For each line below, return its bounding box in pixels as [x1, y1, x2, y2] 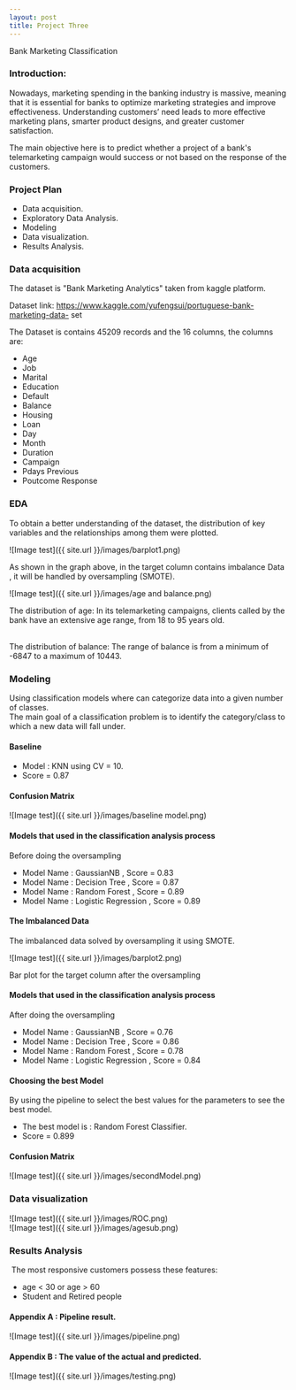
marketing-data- [9, 310, 69, 320]
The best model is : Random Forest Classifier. [21, 1121, 187, 1133]
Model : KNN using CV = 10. [21, 761, 124, 772]
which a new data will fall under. [9, 720, 126, 731]
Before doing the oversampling [9, 850, 122, 861]
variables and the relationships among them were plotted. [9, 527, 219, 538]
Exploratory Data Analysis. [21, 213, 119, 224]
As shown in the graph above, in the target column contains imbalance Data [9, 561, 285, 572]
